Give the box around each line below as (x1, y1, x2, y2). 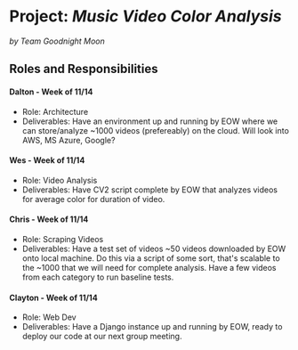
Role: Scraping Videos (21, 233, 104, 244)
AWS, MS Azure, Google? (21, 134, 116, 145)
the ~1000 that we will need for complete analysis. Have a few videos (21, 262, 277, 273)
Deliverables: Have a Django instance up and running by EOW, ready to (21, 322, 283, 332)
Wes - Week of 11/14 (9, 155, 85, 166)
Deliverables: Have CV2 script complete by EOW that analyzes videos (21, 184, 278, 195)
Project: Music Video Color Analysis (9, 6, 282, 27)
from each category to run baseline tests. (21, 272, 174, 282)
